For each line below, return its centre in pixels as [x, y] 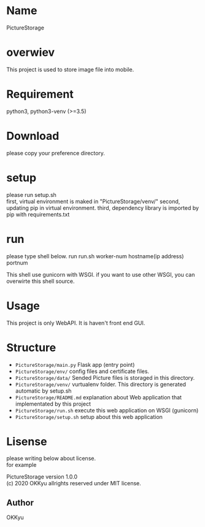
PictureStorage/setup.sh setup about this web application [89, 417]
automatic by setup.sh [43, 391]
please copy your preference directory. [56, 153]
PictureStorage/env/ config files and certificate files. [82, 371]
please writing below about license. [51, 458]
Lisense [27, 441]
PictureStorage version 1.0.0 [42, 477]
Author [20, 503]
